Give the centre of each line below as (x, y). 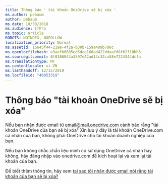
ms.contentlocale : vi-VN (31, 66)
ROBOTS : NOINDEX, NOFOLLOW (34, 38)
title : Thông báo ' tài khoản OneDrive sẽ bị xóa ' (61, 10)
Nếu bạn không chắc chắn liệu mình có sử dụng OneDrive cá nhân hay (79, 150)
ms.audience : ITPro (26, 29)
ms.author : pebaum (24, 15)
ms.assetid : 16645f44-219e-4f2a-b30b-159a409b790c (60, 47)
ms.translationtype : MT (30, 61)
